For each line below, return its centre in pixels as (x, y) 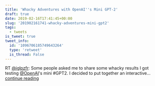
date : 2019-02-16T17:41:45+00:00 (39, 18)
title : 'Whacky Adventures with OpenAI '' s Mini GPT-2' (62, 9)
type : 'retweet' (26, 50)
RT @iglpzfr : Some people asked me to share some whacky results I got (77, 68)
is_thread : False (27, 54)
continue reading (22, 78)
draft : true (17, 14)
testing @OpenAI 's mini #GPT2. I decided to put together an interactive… (78, 73)
